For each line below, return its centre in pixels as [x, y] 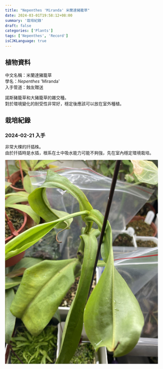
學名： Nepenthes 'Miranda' [33, 81]
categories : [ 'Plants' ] [29, 31]
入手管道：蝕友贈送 [24, 87]
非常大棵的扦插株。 [24, 147]
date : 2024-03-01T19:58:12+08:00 [39, 15]
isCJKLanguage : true [26, 41]
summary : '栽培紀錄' [24, 20]
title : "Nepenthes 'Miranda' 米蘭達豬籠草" [47, 10]
